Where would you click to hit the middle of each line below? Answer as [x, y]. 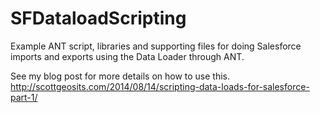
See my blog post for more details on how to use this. [120, 76]
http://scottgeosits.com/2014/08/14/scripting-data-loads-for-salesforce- [160, 86]
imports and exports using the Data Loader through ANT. [127, 56]
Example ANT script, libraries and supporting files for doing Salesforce [156, 46]
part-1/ [24, 97]
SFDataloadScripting [98, 18]
